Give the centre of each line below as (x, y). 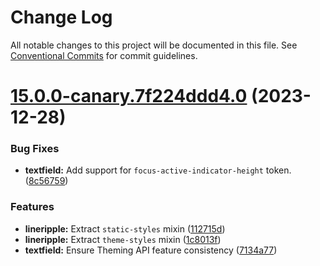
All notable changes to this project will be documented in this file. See (154, 45)
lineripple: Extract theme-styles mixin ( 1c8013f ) (123, 239)
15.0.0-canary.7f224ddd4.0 (129, 96)
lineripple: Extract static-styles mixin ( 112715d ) (125, 228)
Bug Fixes (35, 149)
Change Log (61, 17)
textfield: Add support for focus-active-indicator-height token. (158, 170)
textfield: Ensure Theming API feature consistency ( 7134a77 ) (151, 250)
